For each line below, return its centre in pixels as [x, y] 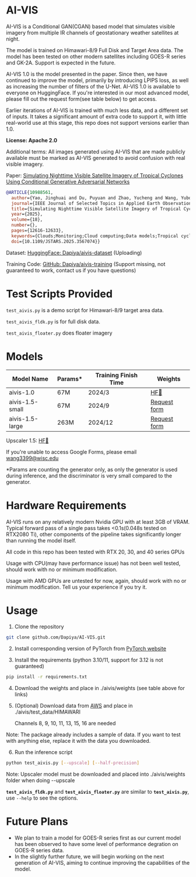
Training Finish [117, 375]
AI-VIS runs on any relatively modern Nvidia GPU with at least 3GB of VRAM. [98, 521]
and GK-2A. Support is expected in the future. [61, 63]
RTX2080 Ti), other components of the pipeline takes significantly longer [94, 534]
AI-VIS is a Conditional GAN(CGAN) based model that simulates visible [90, 26]
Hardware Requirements [66, 505]
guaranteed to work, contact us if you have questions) [71, 270]
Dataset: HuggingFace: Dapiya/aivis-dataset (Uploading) [74, 252]
